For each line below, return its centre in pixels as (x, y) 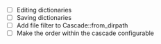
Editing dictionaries (44, 10)
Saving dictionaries (44, 18)
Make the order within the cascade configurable (85, 33)
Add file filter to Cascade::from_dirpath (72, 25)
